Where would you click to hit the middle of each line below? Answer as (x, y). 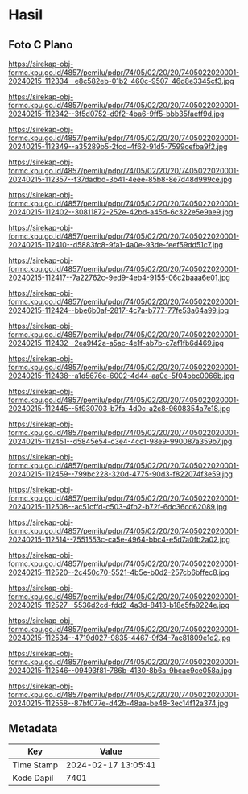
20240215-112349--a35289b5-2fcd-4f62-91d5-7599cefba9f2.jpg (118, 146)
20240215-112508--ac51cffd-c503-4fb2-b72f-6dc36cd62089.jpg (118, 507)
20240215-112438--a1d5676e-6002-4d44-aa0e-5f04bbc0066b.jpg (122, 376)
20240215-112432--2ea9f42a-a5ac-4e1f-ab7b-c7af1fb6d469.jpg (116, 343)
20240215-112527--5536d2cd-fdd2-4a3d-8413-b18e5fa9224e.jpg (119, 605)
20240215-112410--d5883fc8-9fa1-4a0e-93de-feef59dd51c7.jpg (116, 245)
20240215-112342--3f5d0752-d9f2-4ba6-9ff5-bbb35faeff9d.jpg (116, 114)
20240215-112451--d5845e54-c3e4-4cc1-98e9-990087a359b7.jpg (120, 441)
